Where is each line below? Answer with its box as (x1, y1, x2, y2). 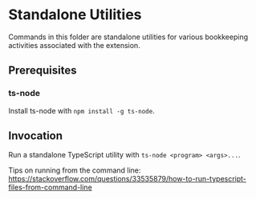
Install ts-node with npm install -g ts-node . (8, 105, 155, 115)
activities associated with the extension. (8, 40, 140, 50)
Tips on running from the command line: (8, 165, 141, 175)
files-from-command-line (8, 182, 92, 193)
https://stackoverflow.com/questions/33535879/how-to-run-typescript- (8, 174, 247, 184)
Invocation (8, 129, 63, 143)
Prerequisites (8, 64, 77, 78)
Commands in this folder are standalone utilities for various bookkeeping (8, 32, 249, 42)
